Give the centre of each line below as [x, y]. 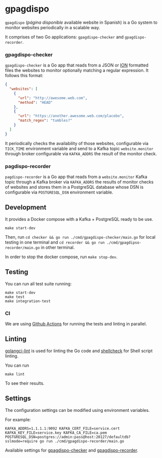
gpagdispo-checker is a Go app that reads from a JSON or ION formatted [77, 65]
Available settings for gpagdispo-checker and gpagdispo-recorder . [72, 450]
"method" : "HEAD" [35, 102]
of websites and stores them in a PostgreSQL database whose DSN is [74, 187]
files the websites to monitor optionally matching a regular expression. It [77, 70]
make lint [15, 374]
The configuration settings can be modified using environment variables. [77, 410]
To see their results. [25, 383]
